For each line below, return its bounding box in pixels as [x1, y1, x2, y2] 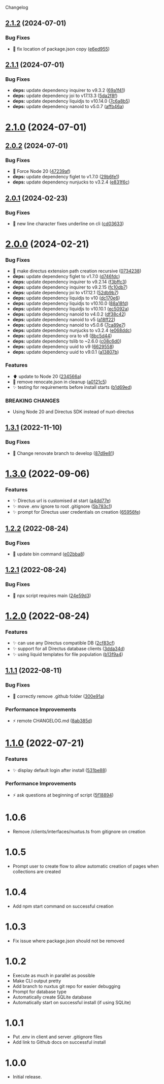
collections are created [12, 869, 61, 875]
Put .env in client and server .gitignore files [12, 1034, 103, 1040]
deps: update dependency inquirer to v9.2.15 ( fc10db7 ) [12, 284, 128, 290]
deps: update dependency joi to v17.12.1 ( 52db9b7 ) [12, 290, 119, 296]
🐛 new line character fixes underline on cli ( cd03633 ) [12, 221, 124, 227]
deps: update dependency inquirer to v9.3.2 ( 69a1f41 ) [12, 87, 125, 94]
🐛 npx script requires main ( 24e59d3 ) [12, 592, 91, 599]
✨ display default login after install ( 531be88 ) [12, 767, 107, 773]
